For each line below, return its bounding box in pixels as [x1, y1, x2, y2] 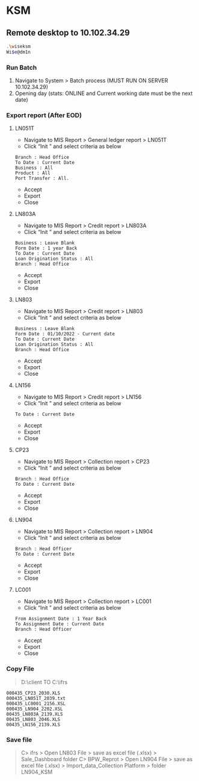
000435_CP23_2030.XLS [6, 690, 61, 696]
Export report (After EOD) [6, 111, 82, 119]
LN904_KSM [20, 768, 53, 776]
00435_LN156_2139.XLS [6, 721, 61, 727]
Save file [6, 735, 32, 744]
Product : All [14, 170, 51, 176]
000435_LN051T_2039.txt [6, 695, 66, 701]
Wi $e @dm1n [6, 49, 31, 55]
